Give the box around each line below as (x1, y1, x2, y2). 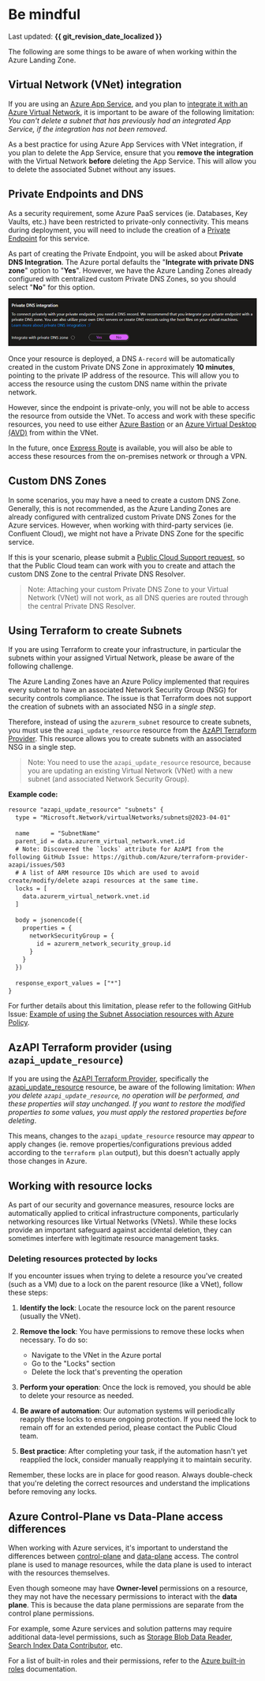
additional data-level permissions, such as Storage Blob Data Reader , (8, 1632, 233, 1642)
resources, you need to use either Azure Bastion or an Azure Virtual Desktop (8, 419, 257, 429)
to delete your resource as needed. (19, 1391, 134, 1400)
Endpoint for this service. (8, 233, 90, 243)
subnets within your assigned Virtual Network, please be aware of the (8, 653, 235, 663)
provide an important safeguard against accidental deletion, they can (8, 1225, 233, 1235)
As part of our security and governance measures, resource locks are (8, 1200, 235, 1209)
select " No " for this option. (8, 282, 95, 292)
